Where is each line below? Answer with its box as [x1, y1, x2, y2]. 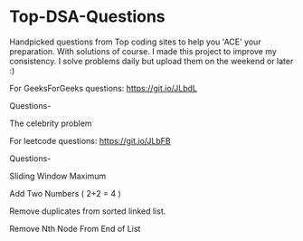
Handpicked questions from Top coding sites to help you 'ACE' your [9, 36, 261, 47]
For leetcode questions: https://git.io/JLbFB [9, 135, 171, 146]
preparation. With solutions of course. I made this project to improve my [9, 45, 278, 56]
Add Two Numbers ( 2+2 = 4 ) [9, 188, 121, 198]
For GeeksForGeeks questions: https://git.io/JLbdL [9, 82, 197, 93]
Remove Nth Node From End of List [9, 223, 141, 234]
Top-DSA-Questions [9, 6, 166, 27]
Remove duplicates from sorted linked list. [9, 206, 166, 217]
